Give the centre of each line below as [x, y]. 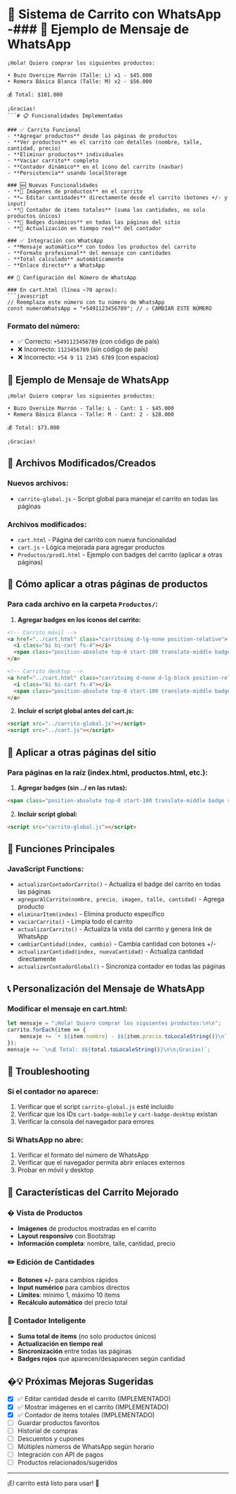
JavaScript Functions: [46, 868]
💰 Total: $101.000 [35, 94]
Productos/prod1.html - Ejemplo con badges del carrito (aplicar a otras [120, 555]
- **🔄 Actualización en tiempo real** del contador [84, 228]
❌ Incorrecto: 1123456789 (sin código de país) [83, 349]
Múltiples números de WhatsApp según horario [86, 1446]
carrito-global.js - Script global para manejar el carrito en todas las [118, 498]
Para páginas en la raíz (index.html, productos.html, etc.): [108, 772]
